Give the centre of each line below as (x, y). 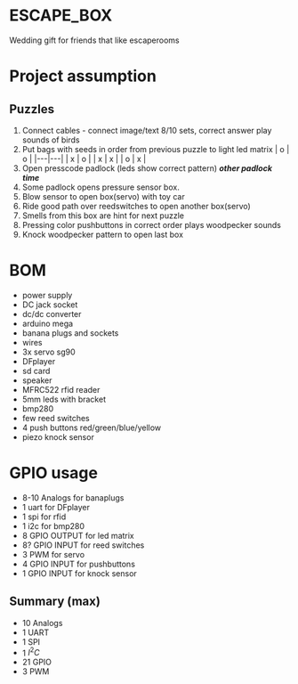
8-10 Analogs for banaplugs (73, 497)
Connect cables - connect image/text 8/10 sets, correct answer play (147, 130)
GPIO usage (53, 473)
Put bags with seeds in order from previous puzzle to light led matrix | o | (156, 149)
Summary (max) (55, 602)
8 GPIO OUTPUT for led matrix (78, 535)
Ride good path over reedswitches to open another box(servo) (136, 206)
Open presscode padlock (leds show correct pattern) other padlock (147, 168)
